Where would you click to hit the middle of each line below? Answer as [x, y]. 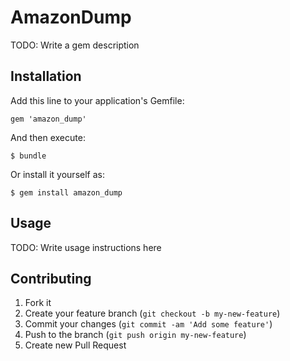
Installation [46, 76]
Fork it [38, 303]
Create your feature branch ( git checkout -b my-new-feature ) [152, 313]
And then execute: [48, 137]
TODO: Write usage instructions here [86, 247]
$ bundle [28, 156]
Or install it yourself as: [57, 174]
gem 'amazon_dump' [48, 119]
